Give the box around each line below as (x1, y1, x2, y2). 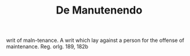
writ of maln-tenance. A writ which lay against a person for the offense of (6, 37, 185, 44)
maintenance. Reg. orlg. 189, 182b (6, 43, 89, 50)
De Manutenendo (55, 4, 143, 17)
